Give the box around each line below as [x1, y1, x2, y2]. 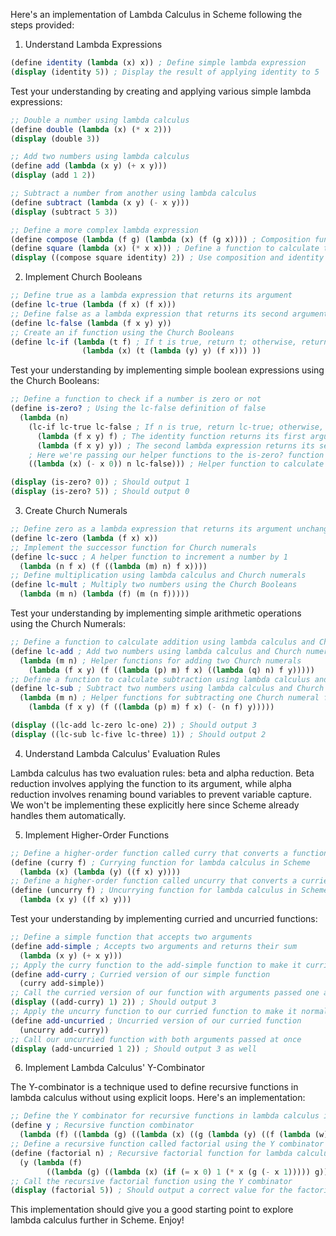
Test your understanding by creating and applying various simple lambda [10, 85, 312, 97]
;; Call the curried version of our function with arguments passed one [10, 988, 320, 998]
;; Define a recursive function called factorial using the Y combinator [10, 1139, 325, 1149]
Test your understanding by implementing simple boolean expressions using [10, 364, 325, 376]
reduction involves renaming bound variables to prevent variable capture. [10, 788, 313, 800]
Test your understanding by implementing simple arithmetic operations [10, 607, 302, 619]
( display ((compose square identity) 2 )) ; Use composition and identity [10, 253, 325, 263]
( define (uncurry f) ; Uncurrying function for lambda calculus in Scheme [10, 885, 329, 896]
